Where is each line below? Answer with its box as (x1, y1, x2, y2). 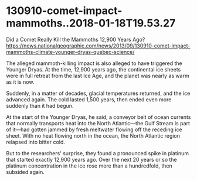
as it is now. (6, 78, 35, 86)
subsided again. (6, 168, 45, 175)
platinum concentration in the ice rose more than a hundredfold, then (6, 162, 172, 169)
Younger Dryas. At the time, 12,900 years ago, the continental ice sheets (6, 66, 181, 73)
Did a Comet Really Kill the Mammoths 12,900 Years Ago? (6, 36, 145, 43)
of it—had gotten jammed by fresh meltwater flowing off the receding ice (6, 126, 183, 133)
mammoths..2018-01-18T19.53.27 (6, 16, 176, 30)
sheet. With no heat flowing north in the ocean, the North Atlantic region (6, 132, 181, 139)
